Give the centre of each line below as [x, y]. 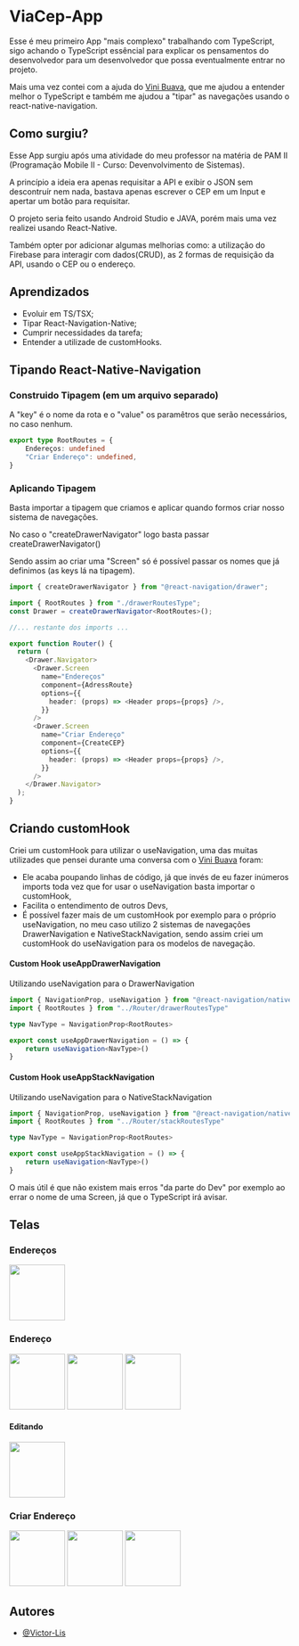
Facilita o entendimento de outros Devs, [95, 905]
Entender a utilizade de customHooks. [92, 342]
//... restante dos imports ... [69, 627]
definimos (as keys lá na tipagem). [72, 571]
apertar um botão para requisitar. [70, 201]
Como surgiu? [49, 134]
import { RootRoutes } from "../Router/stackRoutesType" [117, 1122]
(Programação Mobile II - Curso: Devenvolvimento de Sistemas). [127, 165]
